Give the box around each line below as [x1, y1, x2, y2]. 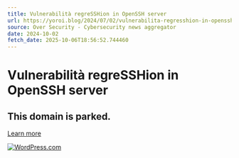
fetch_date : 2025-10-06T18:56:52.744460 [7, 37, 129, 44]
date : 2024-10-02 [7, 30, 59, 38]
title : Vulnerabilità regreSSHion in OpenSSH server [7, 10, 167, 18]
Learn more [7, 129, 41, 138]
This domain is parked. [7, 111, 112, 123]
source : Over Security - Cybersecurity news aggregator [7, 23, 176, 30]
